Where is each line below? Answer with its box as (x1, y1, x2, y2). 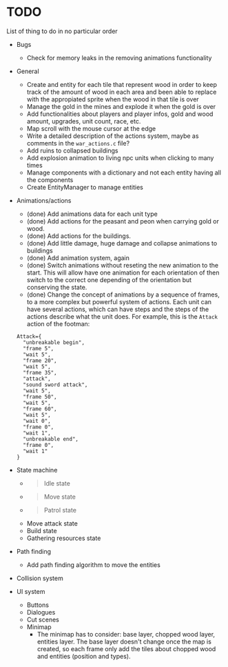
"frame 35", (23, 369, 57, 376)
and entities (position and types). (37, 652, 131, 660)
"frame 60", (23, 405, 57, 412)
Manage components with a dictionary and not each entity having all (26, 168, 222, 177)
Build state (26, 526, 57, 535)
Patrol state (43, 506, 77, 514)
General (16, 67, 39, 75)
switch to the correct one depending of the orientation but (26, 275, 192, 283)
